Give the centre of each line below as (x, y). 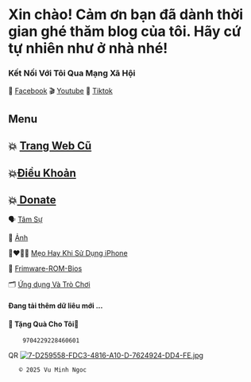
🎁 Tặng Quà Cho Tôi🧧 (44, 324)
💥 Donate (32, 200)
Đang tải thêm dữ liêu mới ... (56, 306)
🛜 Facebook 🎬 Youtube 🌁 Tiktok (60, 91)
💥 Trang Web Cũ (50, 146)
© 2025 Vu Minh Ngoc (53, 370)
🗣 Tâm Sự (25, 219)
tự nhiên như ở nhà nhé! (88, 48)
